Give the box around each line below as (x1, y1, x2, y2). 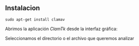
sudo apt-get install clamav (5, 17, 65, 22)
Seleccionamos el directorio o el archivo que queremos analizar (5, 35, 135, 41)
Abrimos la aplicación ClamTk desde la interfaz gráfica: (5, 26, 118, 32)
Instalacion (5, 4, 40, 12)
